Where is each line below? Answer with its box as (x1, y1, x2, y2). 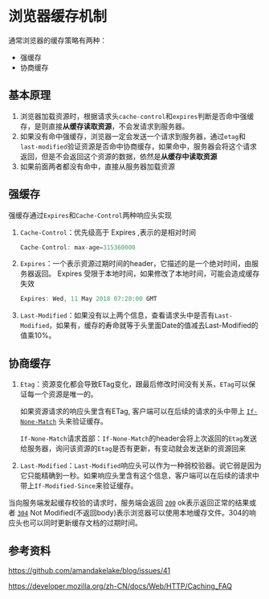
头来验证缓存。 (58, 416, 108, 426)
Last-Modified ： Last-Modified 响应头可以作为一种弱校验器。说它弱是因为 (19, 461, 262, 470)
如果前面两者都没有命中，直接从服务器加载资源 (19, 162, 175, 171)
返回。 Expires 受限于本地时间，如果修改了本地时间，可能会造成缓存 (34, 269, 260, 278)
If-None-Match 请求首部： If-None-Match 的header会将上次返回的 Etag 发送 (19, 433, 258, 443)
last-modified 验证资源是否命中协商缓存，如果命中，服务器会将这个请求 (19, 142, 257, 151)
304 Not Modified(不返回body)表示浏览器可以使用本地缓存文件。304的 (17, 508, 250, 518)
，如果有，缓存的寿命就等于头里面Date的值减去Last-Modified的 (49, 321, 259, 330)
